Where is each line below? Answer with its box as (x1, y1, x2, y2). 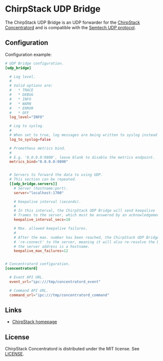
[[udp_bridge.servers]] (9, 181, 57, 186)
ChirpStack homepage (12, 319, 57, 325)
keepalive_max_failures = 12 (14, 248, 68, 253)
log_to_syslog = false (9, 137, 51, 142)
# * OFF (9, 110, 29, 115)
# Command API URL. (9, 288, 49, 293)
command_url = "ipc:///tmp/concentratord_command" (9, 293, 110, 297)
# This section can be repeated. (9, 177, 77, 182)
